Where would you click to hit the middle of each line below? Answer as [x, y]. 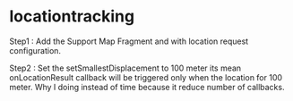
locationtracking [72, 17]
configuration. [35, 50]
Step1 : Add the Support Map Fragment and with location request [129, 41]
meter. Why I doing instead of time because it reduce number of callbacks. [147, 87]
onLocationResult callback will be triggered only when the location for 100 [146, 77]
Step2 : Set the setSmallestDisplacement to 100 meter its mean [125, 68]
